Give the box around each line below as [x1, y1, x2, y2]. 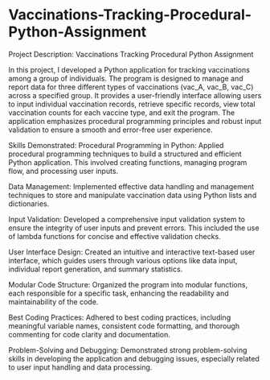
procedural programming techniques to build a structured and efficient [8, 149, 243, 159]
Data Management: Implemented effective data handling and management [8, 181, 255, 191]
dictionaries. [8, 199, 50, 209]
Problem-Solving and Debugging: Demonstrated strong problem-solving [8, 345, 247, 355]
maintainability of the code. [8, 296, 99, 307]
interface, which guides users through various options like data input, [8, 255, 238, 265]
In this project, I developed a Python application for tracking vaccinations [8, 64, 251, 74]
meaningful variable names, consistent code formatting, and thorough [8, 320, 239, 331]
